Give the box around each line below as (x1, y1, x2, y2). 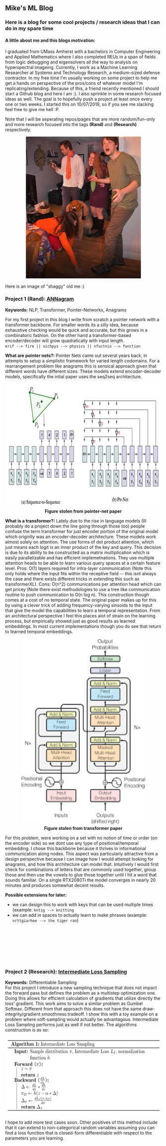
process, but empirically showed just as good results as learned (5, 618, 135, 624)
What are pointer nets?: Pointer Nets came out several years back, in (5, 352, 148, 358)
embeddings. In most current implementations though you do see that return (5, 623, 162, 629)
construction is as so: (5, 1027, 49, 1033)
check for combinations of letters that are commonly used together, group (5, 866, 157, 873)
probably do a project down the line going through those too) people (5, 523, 145, 529)
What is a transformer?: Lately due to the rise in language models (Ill (5, 518, 147, 524)
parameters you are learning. (5, 1135, 64, 1141)
